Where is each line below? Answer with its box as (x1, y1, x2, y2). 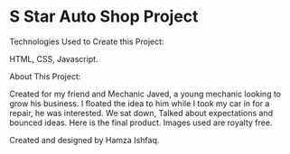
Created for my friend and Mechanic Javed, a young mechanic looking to (9, 88, 282, 99)
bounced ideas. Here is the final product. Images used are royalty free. (9, 117, 273, 128)
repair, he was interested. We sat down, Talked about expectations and (9, 107, 274, 118)
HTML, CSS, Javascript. (9, 53, 98, 64)
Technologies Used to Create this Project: (9, 36, 164, 47)
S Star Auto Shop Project (9, 6, 199, 27)
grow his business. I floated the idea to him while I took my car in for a (9, 97, 270, 109)
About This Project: (9, 70, 81, 82)
